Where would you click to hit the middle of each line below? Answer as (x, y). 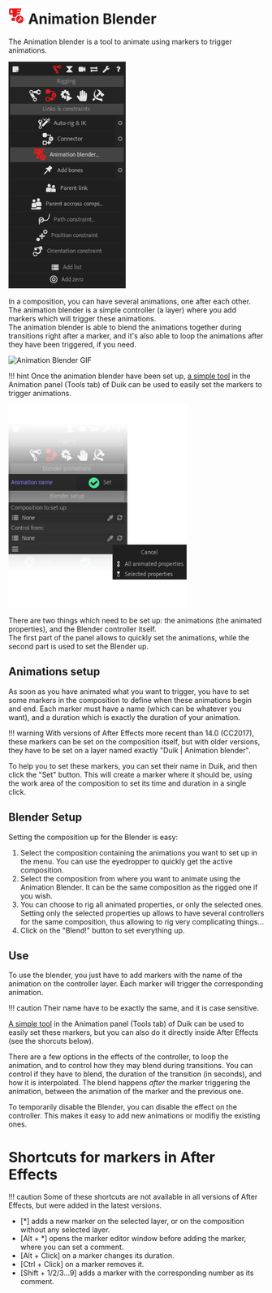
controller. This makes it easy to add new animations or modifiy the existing (134, 1116)
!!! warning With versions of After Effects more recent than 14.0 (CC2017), (131, 733)
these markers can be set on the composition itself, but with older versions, (134, 741)
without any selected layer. (65, 1230)
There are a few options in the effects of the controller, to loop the (119, 1057)
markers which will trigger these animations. (82, 318)
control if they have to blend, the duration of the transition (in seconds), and (135, 1074)
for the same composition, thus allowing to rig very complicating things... (142, 921)
